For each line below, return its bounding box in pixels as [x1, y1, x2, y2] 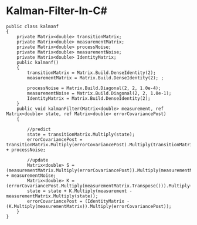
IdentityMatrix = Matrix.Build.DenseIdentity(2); [27, 95, 151, 101]
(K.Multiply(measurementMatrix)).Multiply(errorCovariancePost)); [6, 203, 172, 209]
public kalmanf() [16, 59, 59, 65]
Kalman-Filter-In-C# [6, 4, 107, 18]
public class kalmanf [6, 23, 59, 29]
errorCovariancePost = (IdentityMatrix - [27, 198, 130, 204]
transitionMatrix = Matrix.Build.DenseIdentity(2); [27, 69, 157, 76]
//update [27, 157, 49, 163]
